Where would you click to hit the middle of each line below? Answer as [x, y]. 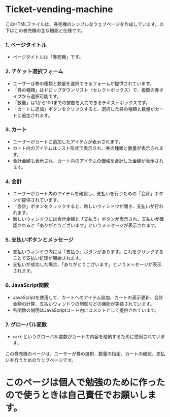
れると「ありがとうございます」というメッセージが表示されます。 [90, 225]
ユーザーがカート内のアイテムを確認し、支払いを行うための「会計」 [83, 194]
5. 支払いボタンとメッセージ [39, 240]
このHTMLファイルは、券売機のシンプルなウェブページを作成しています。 [82, 24]
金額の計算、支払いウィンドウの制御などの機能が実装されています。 [83, 304]
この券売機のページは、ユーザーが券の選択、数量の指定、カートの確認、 [81, 354]
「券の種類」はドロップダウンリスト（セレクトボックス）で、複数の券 [86, 90]
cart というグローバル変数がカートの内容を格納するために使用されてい [87, 337]
